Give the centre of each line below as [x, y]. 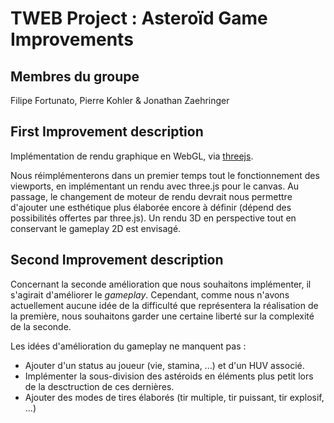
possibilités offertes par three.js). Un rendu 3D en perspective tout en [153, 218]
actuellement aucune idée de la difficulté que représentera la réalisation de [164, 305]
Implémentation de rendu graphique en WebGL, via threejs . [132, 156]
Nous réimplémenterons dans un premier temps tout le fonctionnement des [165, 175]
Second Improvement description [117, 260]
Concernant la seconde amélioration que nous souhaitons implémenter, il [161, 284]
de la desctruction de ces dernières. [99, 386]
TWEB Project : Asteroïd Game [139, 18]
